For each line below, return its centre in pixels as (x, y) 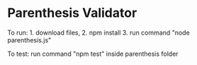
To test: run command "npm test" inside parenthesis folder (93, 54)
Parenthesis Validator (72, 13)
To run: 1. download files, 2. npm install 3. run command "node (98, 32)
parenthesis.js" (29, 40)
